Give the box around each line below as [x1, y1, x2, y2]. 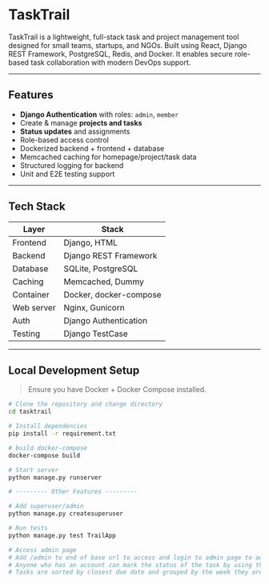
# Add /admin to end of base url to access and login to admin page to [8, 554, 252, 562]
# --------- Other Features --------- [8, 488, 138, 496]
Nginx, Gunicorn [63, 302, 126, 313]
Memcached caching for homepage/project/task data [19, 152, 197, 162]
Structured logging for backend [19, 160, 124, 170]
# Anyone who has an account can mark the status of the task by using [8, 561, 252, 569]
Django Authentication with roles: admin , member [19, 110, 179, 119]
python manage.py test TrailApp [8, 531, 116, 539]
